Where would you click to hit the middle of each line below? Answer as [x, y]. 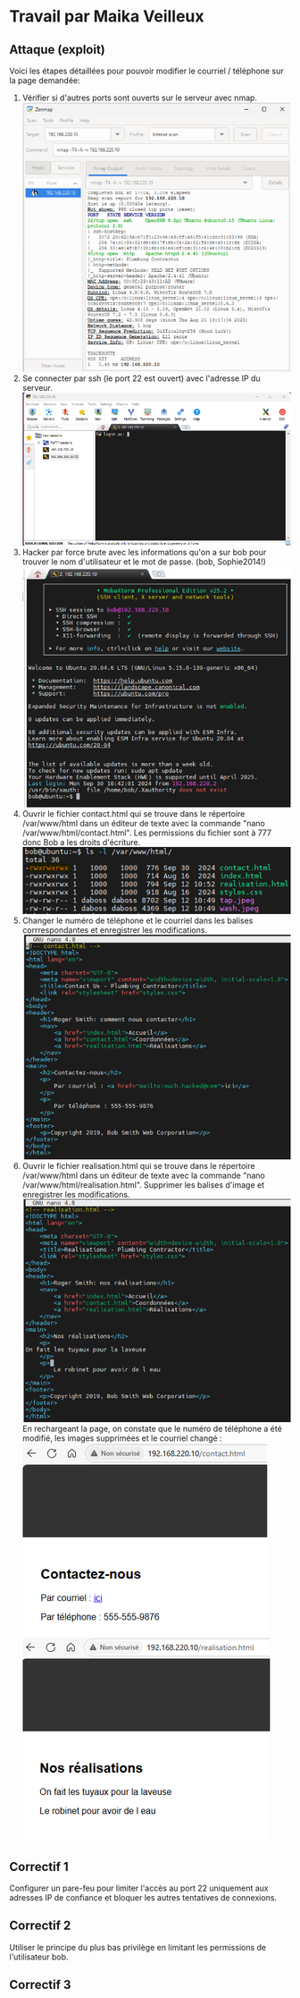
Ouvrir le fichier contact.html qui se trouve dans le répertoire [133, 814]
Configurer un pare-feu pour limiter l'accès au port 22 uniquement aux [139, 1888]
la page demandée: [45, 80]
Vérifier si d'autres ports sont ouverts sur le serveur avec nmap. [139, 97]
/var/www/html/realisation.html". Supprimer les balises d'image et [143, 1185]
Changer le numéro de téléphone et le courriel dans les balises [137, 921]
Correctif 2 [40, 1926]
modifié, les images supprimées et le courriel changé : [122, 1438]
